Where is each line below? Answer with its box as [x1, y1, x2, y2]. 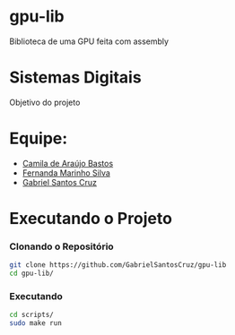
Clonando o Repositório [9, 240, 114, 253]
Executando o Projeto [9, 209, 173, 228]
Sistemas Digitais [9, 67, 142, 88]
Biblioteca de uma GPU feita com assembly [9, 36, 169, 47]
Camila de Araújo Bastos [22, 158, 114, 168]
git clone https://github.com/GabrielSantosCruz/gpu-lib [9, 261, 227, 270]
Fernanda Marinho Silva [22, 167, 110, 178]
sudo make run [9, 319, 63, 328]
